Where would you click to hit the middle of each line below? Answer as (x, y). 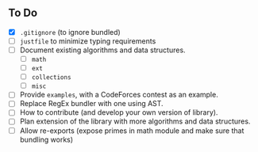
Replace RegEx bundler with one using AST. (92, 104)
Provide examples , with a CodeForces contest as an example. (119, 95)
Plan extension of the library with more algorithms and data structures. (135, 121)
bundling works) (46, 139)
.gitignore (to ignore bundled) (70, 32)
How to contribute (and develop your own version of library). (119, 112)
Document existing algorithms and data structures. (102, 50)
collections (51, 78)
